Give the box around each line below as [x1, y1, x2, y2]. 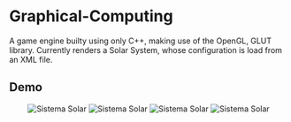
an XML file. [9, 54, 53, 65]
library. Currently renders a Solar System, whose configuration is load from [9, 44, 283, 55]
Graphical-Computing [9, 6, 174, 27]
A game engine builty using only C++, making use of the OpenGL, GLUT [9, 35, 272, 46]
